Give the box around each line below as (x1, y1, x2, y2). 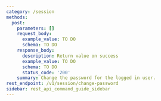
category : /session (6, 8, 55, 15)
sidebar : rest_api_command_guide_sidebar (6, 86, 111, 92)
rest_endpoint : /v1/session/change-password (6, 81, 119, 87)
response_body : (17, 48, 55, 53)
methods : (6, 14, 28, 20)
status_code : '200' (21, 70, 70, 75)
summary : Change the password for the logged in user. (17, 75, 156, 81)
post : (11, 20, 26, 26)
